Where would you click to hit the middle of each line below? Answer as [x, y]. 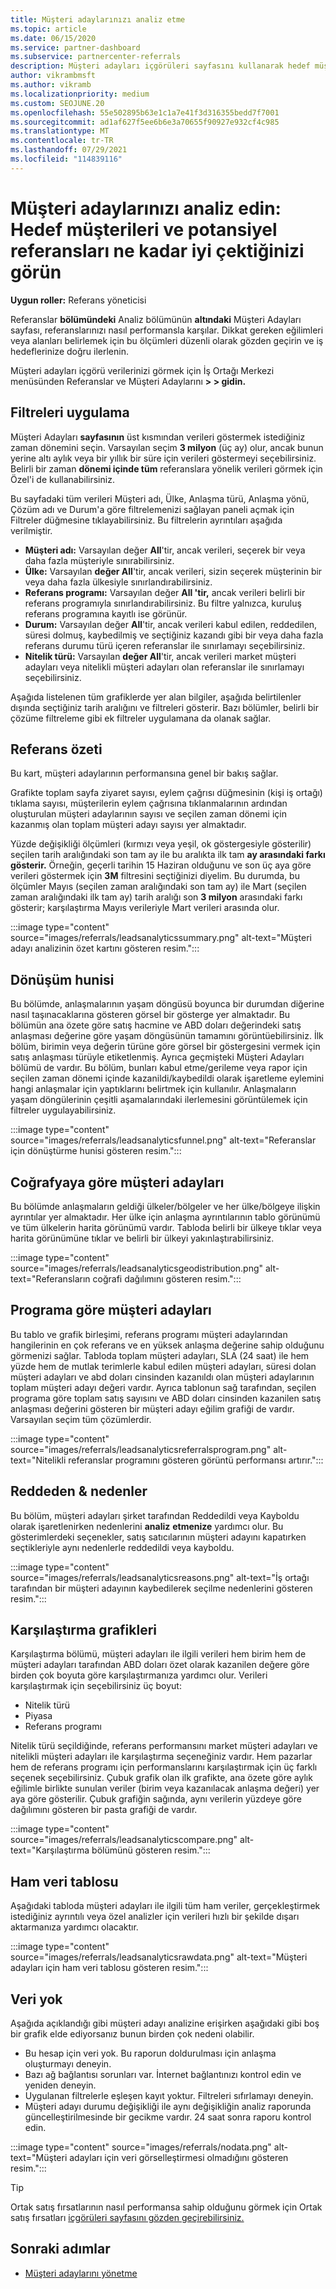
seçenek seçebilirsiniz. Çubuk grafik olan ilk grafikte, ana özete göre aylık [161, 1778]
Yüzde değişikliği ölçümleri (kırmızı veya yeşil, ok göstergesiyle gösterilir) [161, 844]
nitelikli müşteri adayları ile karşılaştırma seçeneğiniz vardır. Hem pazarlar [161, 1757]
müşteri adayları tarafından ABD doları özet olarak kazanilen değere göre [160, 1665]
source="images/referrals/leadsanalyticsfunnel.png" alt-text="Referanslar [163, 1140]
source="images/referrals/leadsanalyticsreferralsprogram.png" [141, 1449]
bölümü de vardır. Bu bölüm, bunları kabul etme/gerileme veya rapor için [159, 1068]
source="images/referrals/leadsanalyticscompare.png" [124, 1840]
